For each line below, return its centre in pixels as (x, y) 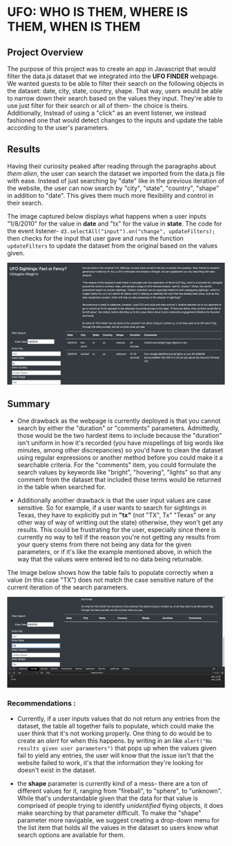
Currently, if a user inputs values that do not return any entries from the (118, 718)
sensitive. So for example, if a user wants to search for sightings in (112, 507)
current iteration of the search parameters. (68, 587)
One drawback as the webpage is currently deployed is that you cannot (119, 421)
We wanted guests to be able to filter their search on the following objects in (116, 83)
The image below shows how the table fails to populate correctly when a (110, 572)
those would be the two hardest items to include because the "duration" (119, 435)
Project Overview (45, 52)
